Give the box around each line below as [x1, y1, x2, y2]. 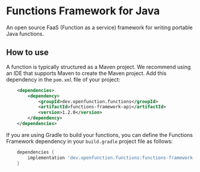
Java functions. [6, 30, 45, 37]
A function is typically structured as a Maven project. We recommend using [6, 63, 191, 70]
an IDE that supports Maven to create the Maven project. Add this [6, 70, 167, 77]
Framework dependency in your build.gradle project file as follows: [6, 137, 173, 145]
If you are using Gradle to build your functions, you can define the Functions [6, 131, 193, 138]
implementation [27, 155, 65, 161]
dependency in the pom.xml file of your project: [6, 76, 121, 83]
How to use [6, 48, 49, 58]
